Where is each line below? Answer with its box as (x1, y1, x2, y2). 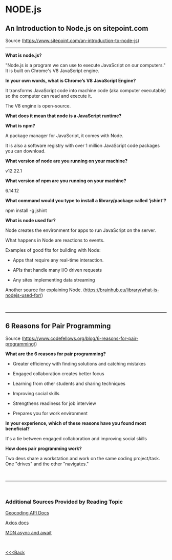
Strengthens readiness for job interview (12, 400, 96, 406)
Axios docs (5, 520, 29, 526)
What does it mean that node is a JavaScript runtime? (5, 113, 122, 119)
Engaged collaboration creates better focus (12, 370, 104, 377)
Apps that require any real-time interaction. (12, 257, 104, 263)
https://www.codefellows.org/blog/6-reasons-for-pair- (23, 335, 139, 341)
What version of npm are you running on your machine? (5, 178, 126, 184)
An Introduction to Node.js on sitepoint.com (5, 24, 148, 33)
